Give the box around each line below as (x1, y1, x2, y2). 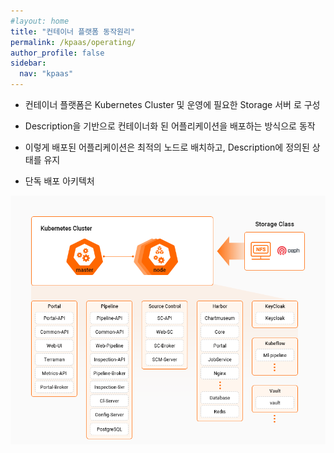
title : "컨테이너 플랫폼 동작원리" (10, 26, 136, 37)
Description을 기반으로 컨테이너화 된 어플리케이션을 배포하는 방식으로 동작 (24, 120, 316, 132)
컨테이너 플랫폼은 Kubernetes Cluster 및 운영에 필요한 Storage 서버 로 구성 (24, 99, 321, 110)
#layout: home (10, 16, 70, 26)
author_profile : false (10, 48, 105, 58)
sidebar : (10, 58, 47, 69)
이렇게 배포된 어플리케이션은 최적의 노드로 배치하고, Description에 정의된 (24, 141, 310, 153)
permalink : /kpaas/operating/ (10, 37, 137, 47)
